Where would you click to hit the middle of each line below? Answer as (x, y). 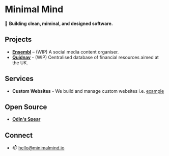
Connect (19, 135)
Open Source (26, 107)
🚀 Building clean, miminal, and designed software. (59, 23)
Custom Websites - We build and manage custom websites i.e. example (88, 91)
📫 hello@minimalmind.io (38, 148)
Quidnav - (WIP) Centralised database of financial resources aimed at (85, 57)
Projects (18, 40)
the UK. (20, 63)
